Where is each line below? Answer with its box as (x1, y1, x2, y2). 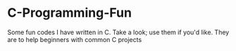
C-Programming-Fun (7, 5, 132, 21)
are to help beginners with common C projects (7, 35, 142, 43)
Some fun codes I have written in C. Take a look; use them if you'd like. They (7, 28, 230, 36)
